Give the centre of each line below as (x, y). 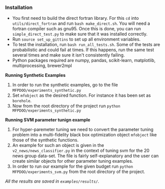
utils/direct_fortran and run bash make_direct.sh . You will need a (81, 23)
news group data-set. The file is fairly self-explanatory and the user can (85, 156)
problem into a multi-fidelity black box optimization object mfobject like (84, 135)
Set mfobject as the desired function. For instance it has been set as (82, 95)
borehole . (22, 101)
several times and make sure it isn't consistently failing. (68, 55)
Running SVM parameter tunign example (48, 120)
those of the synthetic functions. (45, 140)
